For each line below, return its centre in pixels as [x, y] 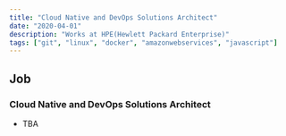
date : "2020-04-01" [46, 26]
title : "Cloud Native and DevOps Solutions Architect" [114, 17]
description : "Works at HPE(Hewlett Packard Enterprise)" [119, 34]
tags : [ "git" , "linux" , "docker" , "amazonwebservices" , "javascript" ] [143, 42]
